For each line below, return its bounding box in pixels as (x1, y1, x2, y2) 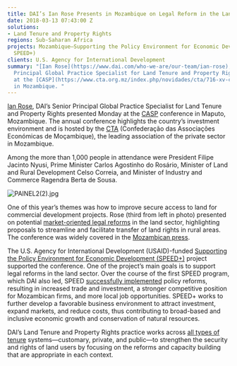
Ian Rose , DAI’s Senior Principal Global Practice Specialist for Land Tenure (7, 102, 222, 110)
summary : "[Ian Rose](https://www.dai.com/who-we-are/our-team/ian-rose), (7, 63, 232, 70)
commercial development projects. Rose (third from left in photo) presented (7, 211, 227, 219)
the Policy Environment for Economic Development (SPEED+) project (7, 254, 207, 263)
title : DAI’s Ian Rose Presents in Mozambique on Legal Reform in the (7, 10, 219, 18)
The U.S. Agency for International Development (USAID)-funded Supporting (7, 247, 228, 255)
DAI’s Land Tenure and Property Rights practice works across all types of (7, 328, 220, 336)
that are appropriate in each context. (7, 350, 114, 359)
